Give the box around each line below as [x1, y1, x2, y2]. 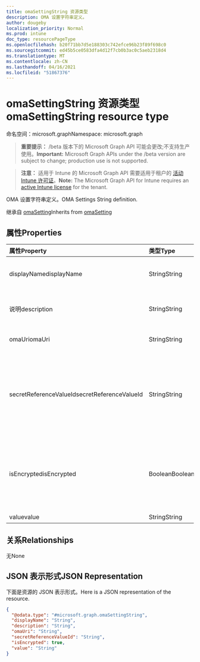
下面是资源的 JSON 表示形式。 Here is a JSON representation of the [6, 588, 171, 595]
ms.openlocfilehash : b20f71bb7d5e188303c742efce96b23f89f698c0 [6, 42, 167, 48]
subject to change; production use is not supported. [20, 157, 149, 164]
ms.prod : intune [6, 31, 46, 37]
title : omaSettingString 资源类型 [6, 8, 88, 15]
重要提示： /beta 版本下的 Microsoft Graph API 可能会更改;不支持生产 [20, 143, 190, 150]
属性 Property [9, 247, 47, 255]
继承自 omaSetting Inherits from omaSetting [6, 209, 112, 216]
